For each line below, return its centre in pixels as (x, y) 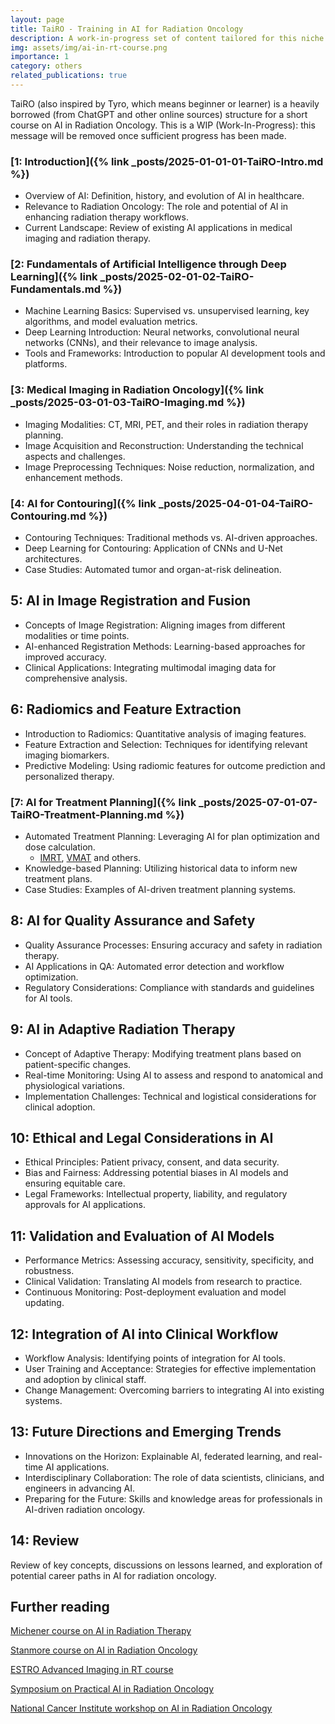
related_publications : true (69, 76)
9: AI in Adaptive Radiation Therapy (123, 1029)
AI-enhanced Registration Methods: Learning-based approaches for (165, 646)
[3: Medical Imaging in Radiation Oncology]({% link (137, 390)
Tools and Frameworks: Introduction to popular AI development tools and (175, 353)
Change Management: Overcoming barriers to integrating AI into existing (174, 1390)
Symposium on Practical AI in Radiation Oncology (112, 1689)
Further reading (60, 1607)
